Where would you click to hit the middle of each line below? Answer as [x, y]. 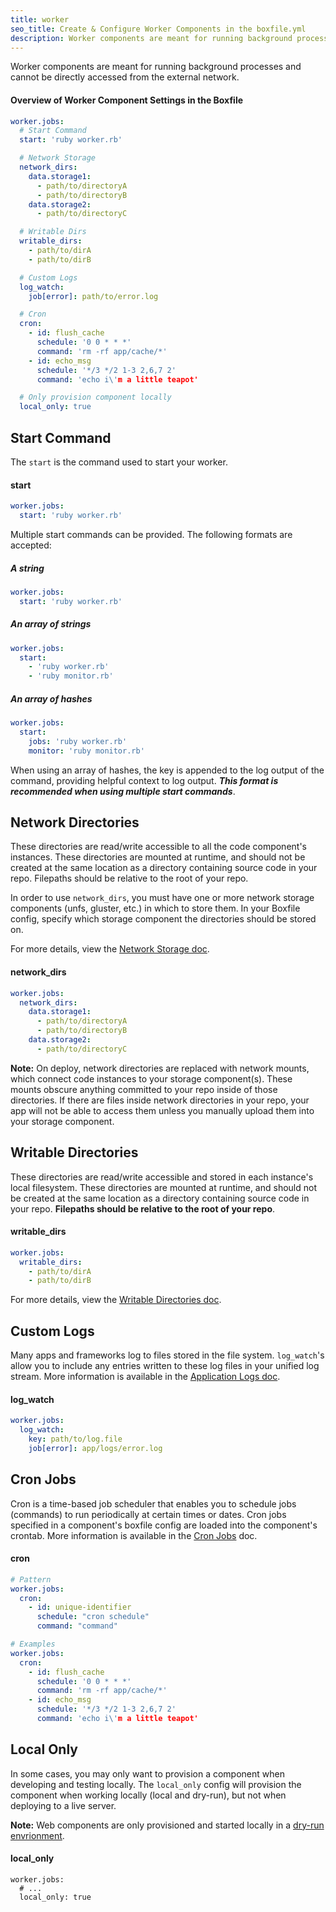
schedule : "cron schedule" [93, 1617]
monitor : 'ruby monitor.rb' [86, 751]
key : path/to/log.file [75, 1439]
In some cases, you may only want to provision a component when [147, 1773]
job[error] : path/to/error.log [93, 296]
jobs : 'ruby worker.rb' [78, 741]
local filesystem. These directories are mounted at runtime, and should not [163, 1187]
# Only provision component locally [95, 397]
